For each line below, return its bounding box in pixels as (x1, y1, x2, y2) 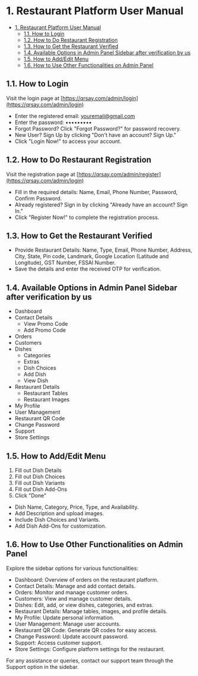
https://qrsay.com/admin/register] (78, 170, 161, 177)
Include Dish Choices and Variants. (14, 516, 101, 523)
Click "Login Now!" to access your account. (14, 138, 122, 145)
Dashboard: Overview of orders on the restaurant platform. (14, 576, 159, 583)
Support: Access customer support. (14, 639, 103, 646)
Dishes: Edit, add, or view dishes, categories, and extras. (14, 601, 154, 608)
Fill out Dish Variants (14, 480, 65, 486)
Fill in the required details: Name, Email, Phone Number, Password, (14, 188, 178, 195)
